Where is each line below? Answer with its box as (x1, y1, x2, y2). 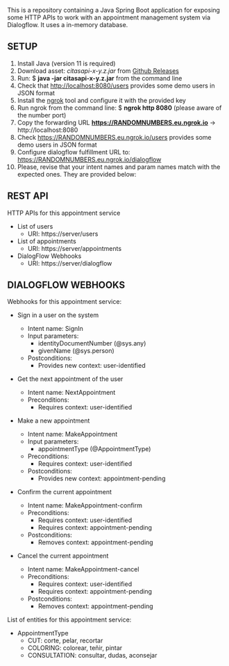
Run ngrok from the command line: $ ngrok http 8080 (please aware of (17, 104, 222, 112)
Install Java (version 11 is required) (17, 59, 116, 67)
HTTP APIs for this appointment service (7, 209, 121, 217)
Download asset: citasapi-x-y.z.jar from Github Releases (17, 66, 179, 75)
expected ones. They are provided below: (17, 170, 137, 178)
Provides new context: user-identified (37, 362, 146, 370)
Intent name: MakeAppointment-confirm (27, 501, 142, 510)
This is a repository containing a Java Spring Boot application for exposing (7, 6, 221, 14)
